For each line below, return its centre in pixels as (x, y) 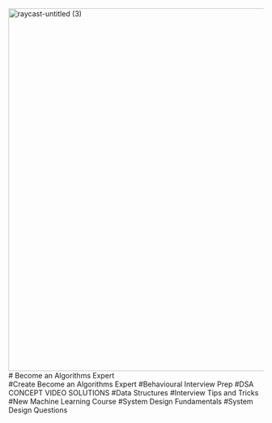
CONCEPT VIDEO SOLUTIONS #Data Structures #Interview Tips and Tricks (134, 393)
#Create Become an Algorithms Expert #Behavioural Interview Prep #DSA (131, 384)
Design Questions (38, 410)
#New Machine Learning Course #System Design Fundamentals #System (131, 401)
